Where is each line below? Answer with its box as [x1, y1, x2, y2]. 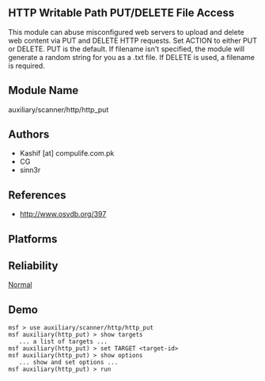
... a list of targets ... [18, 338, 108, 346]
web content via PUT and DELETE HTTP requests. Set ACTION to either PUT [8, 36, 257, 45]
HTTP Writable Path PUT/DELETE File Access [8, 6, 235, 20]
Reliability [8, 259, 59, 273]
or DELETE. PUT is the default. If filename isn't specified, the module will [8, 43, 245, 54]
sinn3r [19, 165, 41, 175]
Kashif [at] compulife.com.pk [19, 149, 115, 158]
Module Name [8, 84, 79, 97]
